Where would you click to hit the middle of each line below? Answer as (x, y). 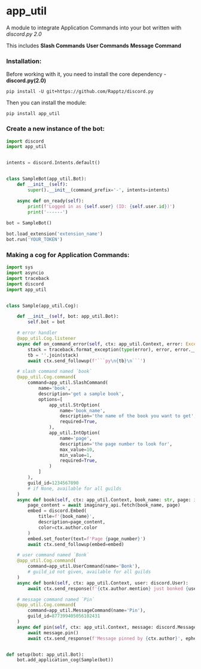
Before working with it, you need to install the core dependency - (86, 74)
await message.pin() (53, 633)
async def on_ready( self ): (51, 201)
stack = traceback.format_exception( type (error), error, (100, 349)
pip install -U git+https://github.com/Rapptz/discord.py (80, 92)
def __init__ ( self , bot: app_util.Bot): (68, 317)
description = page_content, (72, 522)
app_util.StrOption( (74, 405)
